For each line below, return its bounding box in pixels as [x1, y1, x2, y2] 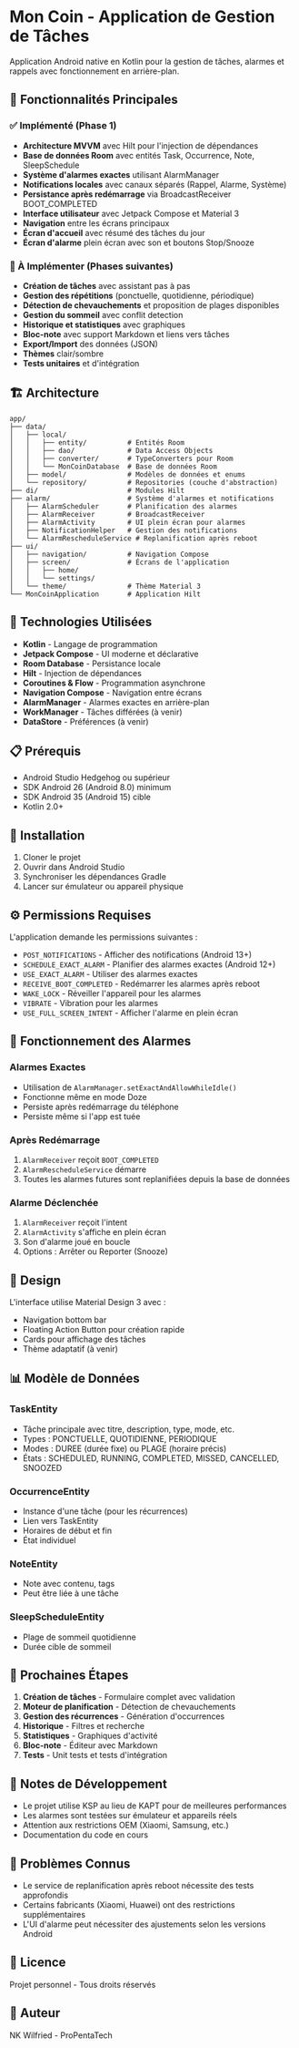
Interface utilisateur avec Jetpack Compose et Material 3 [22, 208, 239, 219]
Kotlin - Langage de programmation [22, 638, 158, 649]
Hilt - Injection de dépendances [22, 667, 143, 678]
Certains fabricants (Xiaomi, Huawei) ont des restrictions [22, 1899, 235, 1910]
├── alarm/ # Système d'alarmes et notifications [9, 494, 274, 503]
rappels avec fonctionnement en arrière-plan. [9, 66, 180, 77]
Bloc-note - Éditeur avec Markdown [22, 1740, 158, 1751]
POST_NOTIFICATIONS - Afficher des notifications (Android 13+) [22, 949, 253, 960]
